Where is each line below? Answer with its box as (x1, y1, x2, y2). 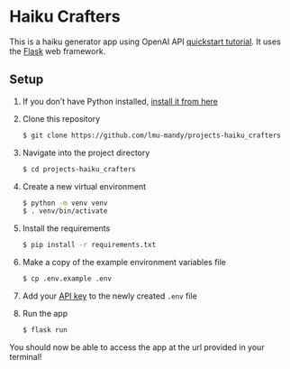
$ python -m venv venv (22, 198, 108, 208)
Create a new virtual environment (22, 180, 147, 191)
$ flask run (22, 326, 68, 335)
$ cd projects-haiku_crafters (22, 164, 137, 173)
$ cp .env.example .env (22, 274, 113, 283)
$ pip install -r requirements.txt (22, 241, 157, 250)
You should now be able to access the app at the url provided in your (9, 341, 265, 353)
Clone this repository (22, 113, 101, 124)
